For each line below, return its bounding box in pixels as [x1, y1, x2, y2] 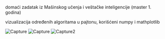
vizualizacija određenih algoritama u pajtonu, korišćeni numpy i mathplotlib [5, 19, 160, 25]
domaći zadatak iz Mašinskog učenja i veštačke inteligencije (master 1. [5, 4, 152, 10]
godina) [5, 9, 22, 15]
